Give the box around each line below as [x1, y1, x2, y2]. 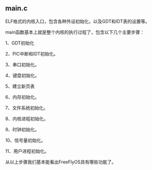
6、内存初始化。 [5, 94, 40, 100]
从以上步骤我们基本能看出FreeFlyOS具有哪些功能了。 [5, 159, 116, 165]
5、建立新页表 [5, 83, 35, 89]
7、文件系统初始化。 [5, 104, 48, 111]
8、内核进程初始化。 [5, 116, 48, 122]
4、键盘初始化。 [5, 72, 40, 78]
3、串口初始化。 [5, 61, 40, 68]
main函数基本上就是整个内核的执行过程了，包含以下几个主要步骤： [5, 29, 145, 35]
